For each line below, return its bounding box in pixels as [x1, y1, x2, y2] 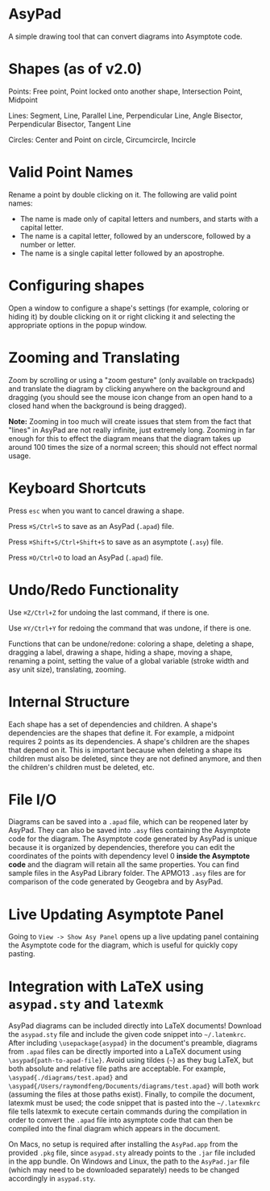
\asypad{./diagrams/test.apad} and [8, 1072, 128, 1082]
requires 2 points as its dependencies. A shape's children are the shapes [8, 736, 250, 746]
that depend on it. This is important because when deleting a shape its [8, 745, 243, 755]
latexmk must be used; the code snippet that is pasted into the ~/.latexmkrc [8, 1098, 260, 1108]
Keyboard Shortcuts [8, 479, 147, 497]
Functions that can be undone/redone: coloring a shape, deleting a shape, [8, 639, 254, 648]
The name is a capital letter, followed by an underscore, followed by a [19, 231, 251, 240]
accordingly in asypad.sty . [8, 1174, 96, 1184]
